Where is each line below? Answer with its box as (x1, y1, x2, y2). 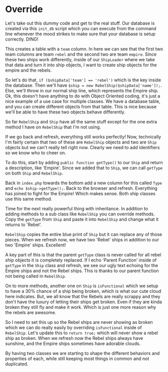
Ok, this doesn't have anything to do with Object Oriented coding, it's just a (5, 93, 160, 99)
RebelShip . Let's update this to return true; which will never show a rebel (5, 330, 158, 336)
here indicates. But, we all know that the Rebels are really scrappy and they (5, 293, 160, 299)
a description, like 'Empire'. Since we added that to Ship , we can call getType (5, 165, 163, 171)
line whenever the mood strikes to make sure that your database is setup (5, 31, 155, 37)
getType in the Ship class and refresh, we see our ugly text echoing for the (5, 262, 158, 268)
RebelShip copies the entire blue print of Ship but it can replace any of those (5, 231, 162, 237)
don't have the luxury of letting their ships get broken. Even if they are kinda (5, 299, 162, 305)
